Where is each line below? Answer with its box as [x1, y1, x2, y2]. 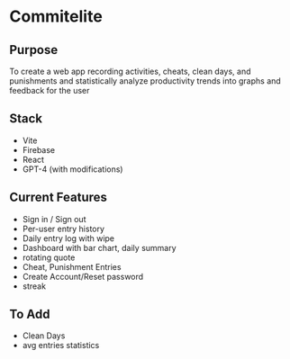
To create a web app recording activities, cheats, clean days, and [9, 66, 251, 76]
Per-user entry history [22, 223, 105, 234]
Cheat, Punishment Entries [22, 261, 122, 272]
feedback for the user [9, 85, 90, 95]
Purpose [9, 42, 59, 58]
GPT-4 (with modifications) [22, 164, 123, 175]
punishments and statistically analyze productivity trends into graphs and [9, 76, 281, 86]
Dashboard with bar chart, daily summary [22, 242, 177, 253]
